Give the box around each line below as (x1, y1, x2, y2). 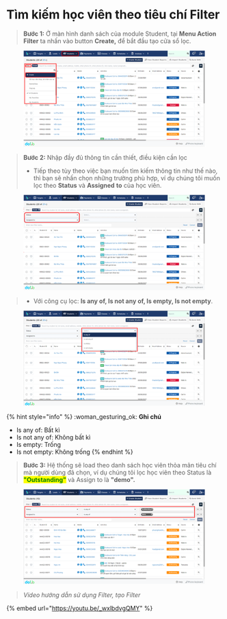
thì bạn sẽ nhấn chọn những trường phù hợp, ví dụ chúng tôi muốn (33, 173, 220, 182)
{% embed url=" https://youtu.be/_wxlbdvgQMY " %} (6, 604, 153, 612)
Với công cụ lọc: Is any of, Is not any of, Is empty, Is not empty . (33, 297, 213, 305)
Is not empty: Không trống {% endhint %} (16, 448, 134, 456)
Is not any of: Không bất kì (16, 433, 91, 441)
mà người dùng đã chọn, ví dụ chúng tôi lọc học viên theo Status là (23, 468, 212, 476)
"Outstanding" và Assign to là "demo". (23, 475, 135, 483)
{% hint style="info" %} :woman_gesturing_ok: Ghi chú (6, 412, 161, 421)
